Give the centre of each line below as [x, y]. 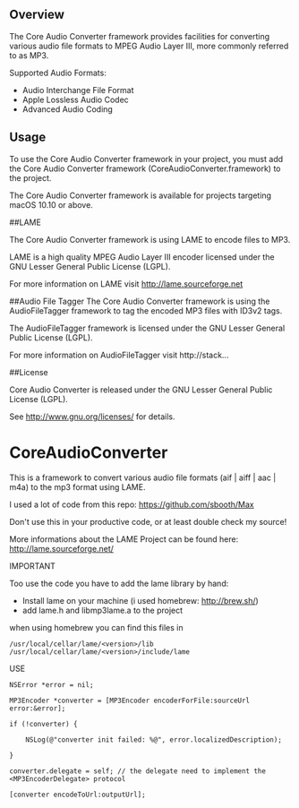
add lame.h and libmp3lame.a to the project [103, 610]
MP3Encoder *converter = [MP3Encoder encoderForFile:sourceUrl [130, 701]
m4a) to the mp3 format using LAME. [77, 486]
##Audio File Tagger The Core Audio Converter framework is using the [140, 301]
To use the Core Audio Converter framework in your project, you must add [146, 159]
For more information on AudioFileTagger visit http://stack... [119, 355]
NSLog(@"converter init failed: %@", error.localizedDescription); [154, 739]
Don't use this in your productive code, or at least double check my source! [148, 521]
